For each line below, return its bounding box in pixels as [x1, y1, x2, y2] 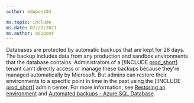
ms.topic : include [6, 19, 51, 25]
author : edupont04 [6, 8, 51, 15]
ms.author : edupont [6, 30, 54, 36]
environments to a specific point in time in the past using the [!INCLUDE [6, 78, 181, 85]
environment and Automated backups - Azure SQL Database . [6, 90, 156, 97]
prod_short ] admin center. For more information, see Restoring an [6, 84, 166, 91]
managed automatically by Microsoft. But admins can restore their [6, 71, 167, 78]
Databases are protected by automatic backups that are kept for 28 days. [6, 46, 185, 54]
